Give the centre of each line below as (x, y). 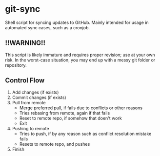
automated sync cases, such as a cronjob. (48, 27)
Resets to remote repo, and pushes (55, 144)
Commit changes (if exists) (39, 97)
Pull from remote (29, 102)
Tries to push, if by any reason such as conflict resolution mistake (85, 134)
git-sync (23, 9)
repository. (16, 65)
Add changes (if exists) (35, 92)
